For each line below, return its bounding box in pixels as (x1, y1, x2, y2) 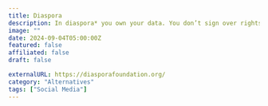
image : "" (8, 26, 41, 34)
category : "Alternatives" (8, 77, 94, 86)
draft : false (8, 57, 52, 65)
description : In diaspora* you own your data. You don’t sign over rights (8, 19, 262, 27)
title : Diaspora (8, 11, 62, 20)
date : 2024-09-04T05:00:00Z (8, 33, 102, 42)
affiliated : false (8, 49, 69, 57)
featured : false (8, 41, 62, 49)
